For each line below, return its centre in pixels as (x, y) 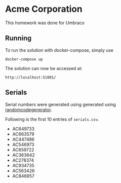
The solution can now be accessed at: (44, 68)
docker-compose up (24, 59)
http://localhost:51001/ (31, 77)
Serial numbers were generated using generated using (60, 104)
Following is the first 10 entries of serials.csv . (52, 119)
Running (19, 38)
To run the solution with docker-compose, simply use (59, 50)
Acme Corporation (44, 9)
